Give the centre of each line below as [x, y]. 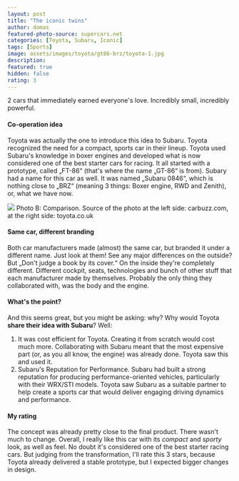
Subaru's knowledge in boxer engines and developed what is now [104, 155]
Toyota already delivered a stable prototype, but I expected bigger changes [118, 462]
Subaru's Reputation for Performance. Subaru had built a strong [112, 369]
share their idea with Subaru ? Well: [60, 325]
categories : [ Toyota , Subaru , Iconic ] [65, 41]
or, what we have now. [40, 193]
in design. [22, 470]
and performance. [44, 399]
